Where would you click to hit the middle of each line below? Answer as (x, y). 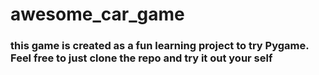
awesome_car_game (97, 14)
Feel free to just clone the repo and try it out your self (141, 58)
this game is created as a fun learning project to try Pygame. (160, 46)
